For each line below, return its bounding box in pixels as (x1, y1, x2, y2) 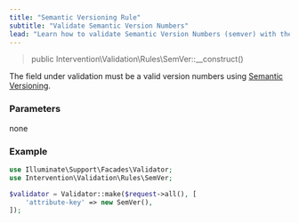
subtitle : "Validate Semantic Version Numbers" (9, 21, 190, 30)
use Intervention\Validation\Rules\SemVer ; (9, 173, 174, 182)
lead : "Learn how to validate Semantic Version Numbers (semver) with (9, 29, 277, 38)
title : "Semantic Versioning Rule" (9, 12, 141, 22)
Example (9, 145, 48, 157)
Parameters (9, 103, 61, 115)
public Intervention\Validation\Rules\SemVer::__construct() (30, 54, 244, 65)
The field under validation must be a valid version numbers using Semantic (9, 71, 283, 82)
